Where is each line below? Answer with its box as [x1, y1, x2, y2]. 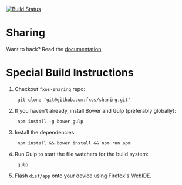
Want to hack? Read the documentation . [6, 45, 103, 52]
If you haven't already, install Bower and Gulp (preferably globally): [14, 107, 176, 114]
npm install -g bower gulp [17, 118, 83, 125]
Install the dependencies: [14, 129, 76, 136]
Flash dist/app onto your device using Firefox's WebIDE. [14, 172, 151, 179]
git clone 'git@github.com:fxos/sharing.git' [17, 97, 131, 103]
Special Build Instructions [6, 66, 134, 79]
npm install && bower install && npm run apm [17, 140, 131, 146]
